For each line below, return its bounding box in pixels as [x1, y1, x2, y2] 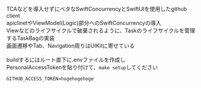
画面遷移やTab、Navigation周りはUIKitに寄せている [6, 42, 135, 49]
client [6, 12, 20, 19]
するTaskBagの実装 [6, 35, 55, 41]
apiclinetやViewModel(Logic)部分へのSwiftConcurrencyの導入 [6, 19, 161, 26]
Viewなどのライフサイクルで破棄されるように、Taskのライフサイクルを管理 [6, 27, 196, 34]
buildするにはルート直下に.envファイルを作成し [6, 56, 126, 63]
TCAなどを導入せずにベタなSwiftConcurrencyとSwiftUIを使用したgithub [6, 5, 188, 12]
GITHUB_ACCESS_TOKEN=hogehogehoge [6, 76, 94, 82]
